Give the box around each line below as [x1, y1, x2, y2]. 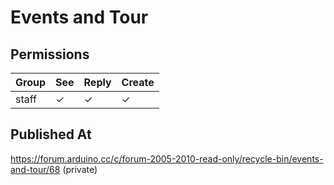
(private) [62, 163, 98, 175]
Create [121, 76, 155, 89]
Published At [10, 126, 92, 143]
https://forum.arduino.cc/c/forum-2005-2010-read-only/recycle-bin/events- [10, 152, 324, 165]
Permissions [10, 46, 90, 63]
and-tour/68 [10, 163, 61, 175]
